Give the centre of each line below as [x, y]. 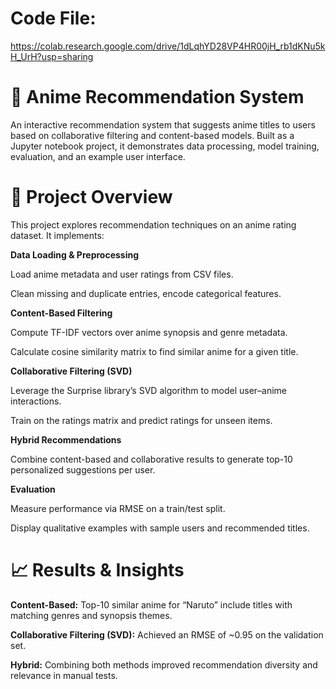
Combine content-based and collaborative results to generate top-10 [151, 459]
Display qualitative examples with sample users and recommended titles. [160, 528]
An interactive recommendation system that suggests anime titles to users [163, 124]
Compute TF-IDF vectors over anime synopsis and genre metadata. [149, 332]
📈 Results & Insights [97, 570]
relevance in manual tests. [64, 675]
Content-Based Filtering [61, 313]
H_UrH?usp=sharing [52, 56]
